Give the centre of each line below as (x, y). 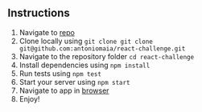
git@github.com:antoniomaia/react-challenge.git (102, 48)
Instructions (39, 13)
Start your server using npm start (74, 82)
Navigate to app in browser (64, 90)
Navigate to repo (47, 32)
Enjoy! (29, 98)
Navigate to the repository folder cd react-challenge (107, 56)
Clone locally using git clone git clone (86, 41)
